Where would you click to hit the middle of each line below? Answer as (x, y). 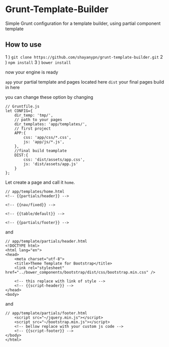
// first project (33, 128)
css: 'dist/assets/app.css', (54, 160)
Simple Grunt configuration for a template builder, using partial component (83, 23)
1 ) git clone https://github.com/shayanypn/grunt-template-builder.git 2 (84, 57)
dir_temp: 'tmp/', (34, 115)
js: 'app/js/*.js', (44, 142)
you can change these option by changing (49, 97)
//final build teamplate (41, 150)
